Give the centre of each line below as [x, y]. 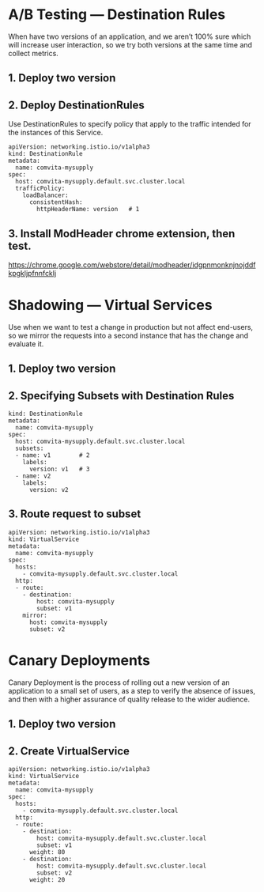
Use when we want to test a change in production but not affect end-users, [131, 327]
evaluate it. [26, 344]
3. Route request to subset [75, 514]
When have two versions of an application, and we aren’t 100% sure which [130, 36]
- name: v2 [33, 476]
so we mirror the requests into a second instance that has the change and [128, 335]
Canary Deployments [79, 661]
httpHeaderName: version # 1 [88, 210]
